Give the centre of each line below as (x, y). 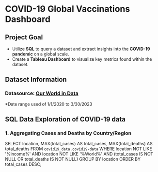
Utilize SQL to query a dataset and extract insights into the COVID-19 (81, 49)
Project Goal (24, 37)
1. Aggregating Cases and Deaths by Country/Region (68, 133)
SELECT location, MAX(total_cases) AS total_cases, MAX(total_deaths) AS (79, 144)
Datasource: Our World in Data (42, 93)
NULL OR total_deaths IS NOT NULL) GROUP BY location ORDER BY (73, 159)
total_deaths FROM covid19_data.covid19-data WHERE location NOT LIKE (79, 149)
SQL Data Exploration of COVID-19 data (65, 119)
